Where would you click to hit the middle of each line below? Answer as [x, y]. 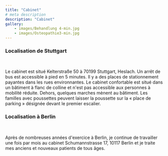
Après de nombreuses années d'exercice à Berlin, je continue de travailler [81, 137]
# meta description [26, 15]
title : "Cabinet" [23, 10]
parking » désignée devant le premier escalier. [53, 104]
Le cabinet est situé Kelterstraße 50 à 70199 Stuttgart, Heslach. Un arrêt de [83, 71]
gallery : [14, 24]
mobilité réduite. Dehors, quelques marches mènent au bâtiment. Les [76, 93]
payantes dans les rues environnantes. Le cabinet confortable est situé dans [84, 82]
